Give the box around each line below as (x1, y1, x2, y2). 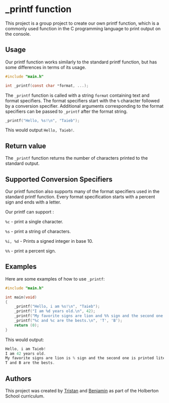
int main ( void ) (5, 295, 37, 300)
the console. (5, 31, 31, 37)
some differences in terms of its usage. (5, 64, 87, 70)
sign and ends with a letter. (5, 199, 61, 205)
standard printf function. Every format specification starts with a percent (5, 194, 155, 199)
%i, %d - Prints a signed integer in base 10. (5, 238, 94, 244)
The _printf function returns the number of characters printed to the (5, 155, 148, 161)
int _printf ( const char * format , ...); (5, 83, 89, 88)
